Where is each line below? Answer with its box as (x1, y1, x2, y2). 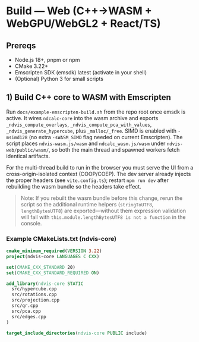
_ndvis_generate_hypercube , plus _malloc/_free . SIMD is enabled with (6, 127, 177, 134)
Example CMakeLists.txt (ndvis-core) (6, 234, 117, 243)
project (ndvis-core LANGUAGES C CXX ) (6, 253, 100, 259)
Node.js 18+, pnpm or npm (14, 57, 80, 63)
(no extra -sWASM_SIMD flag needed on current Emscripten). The (29, 133, 183, 140)
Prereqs (6, 40, 36, 51)
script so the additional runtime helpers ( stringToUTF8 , (20, 200, 154, 208)
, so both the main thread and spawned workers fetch (48, 146, 180, 153)
